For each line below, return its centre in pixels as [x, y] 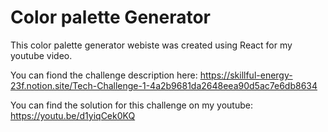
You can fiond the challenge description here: [104, 75]
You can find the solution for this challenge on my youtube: [131, 105]
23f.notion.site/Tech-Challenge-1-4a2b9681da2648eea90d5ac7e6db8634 [164, 85]
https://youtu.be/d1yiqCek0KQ [73, 115]
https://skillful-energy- [246, 75]
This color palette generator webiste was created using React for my [151, 45]
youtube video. [41, 55]
